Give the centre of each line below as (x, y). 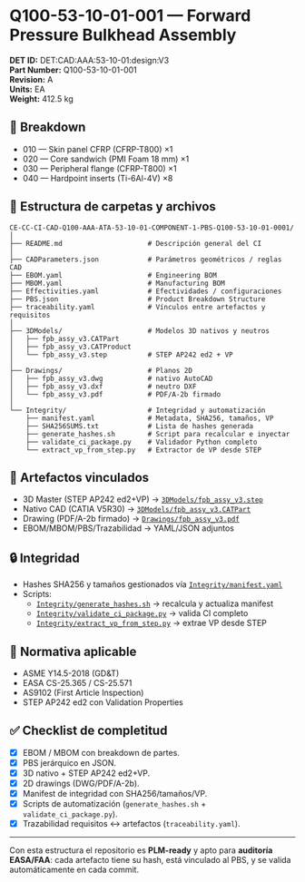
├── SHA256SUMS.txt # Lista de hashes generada (140, 426)
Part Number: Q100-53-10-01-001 (74, 70)
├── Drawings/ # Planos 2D (101, 370)
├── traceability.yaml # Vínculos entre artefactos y (138, 307)
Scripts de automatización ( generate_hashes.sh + (114, 804)
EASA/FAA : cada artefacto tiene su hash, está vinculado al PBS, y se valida (150, 860)
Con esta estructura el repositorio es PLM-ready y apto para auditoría (141, 850)
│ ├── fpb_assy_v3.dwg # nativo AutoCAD (111, 378)
